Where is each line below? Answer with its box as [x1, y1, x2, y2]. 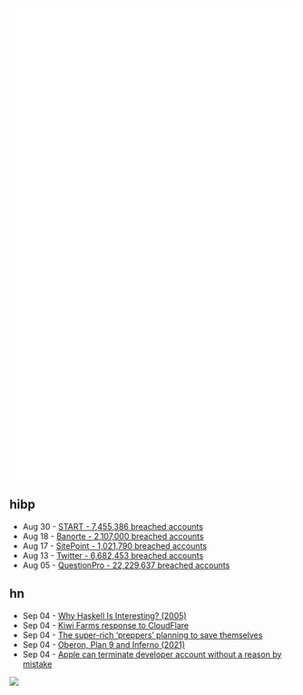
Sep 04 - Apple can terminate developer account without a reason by [22, 649, 282, 660]
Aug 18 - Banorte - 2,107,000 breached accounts [22, 531, 204, 541]
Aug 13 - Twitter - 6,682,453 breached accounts [22, 550, 204, 561]
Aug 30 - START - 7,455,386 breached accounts [22, 521, 204, 531]
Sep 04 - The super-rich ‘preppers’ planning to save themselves [22, 630, 263, 640]
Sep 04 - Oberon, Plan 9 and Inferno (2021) [22, 639, 186, 650]
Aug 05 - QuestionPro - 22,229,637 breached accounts [22, 560, 230, 571]
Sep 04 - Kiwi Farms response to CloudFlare [22, 620, 189, 630]
